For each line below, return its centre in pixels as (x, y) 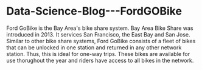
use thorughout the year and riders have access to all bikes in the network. (100, 60)
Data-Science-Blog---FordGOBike (94, 11)
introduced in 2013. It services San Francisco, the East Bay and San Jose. (98, 34)
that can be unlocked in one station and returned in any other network (94, 47)
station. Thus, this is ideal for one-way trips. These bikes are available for (98, 54)
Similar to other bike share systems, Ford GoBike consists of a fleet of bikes (101, 41)
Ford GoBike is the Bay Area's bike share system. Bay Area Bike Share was (100, 28)
